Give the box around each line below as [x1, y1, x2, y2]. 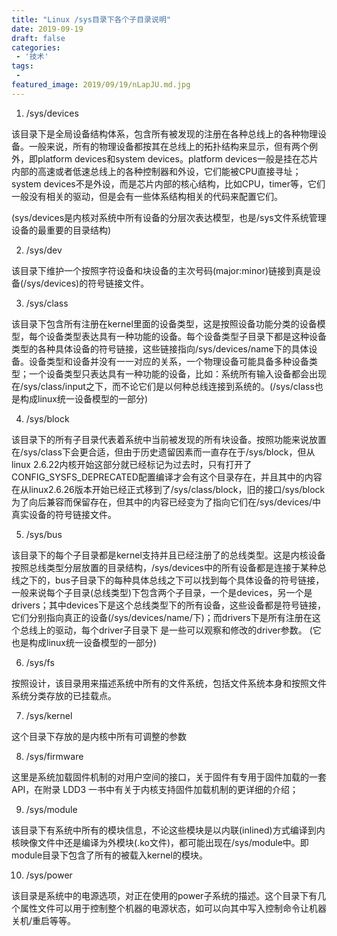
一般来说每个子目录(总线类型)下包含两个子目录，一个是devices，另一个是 [11, 586, 313, 598]
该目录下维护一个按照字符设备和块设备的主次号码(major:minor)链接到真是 [11, 264, 313, 276]
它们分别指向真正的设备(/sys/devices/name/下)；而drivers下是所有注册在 [11, 611, 313, 623]
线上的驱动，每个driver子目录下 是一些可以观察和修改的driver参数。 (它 [28, 624, 322, 636]
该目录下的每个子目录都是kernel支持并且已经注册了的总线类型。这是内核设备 [11, 549, 326, 561]
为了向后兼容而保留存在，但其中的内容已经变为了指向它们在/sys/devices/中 [11, 496, 322, 508]
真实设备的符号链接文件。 [11, 508, 117, 520]
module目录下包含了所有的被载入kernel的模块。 [11, 849, 208, 861]
